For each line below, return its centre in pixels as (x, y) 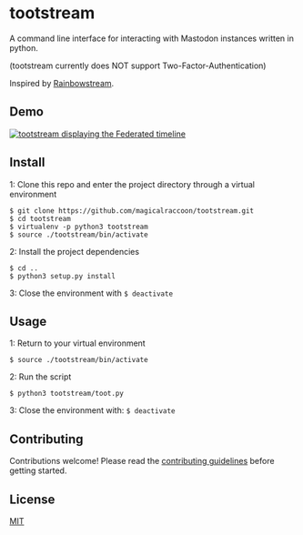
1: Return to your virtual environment (77, 343)
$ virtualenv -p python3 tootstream (79, 227)
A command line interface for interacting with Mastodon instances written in (151, 38)
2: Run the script (40, 377)
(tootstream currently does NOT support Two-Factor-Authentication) (138, 66)
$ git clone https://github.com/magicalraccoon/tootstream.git (132, 211)
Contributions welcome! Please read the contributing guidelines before (142, 461)
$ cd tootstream (40, 218)
